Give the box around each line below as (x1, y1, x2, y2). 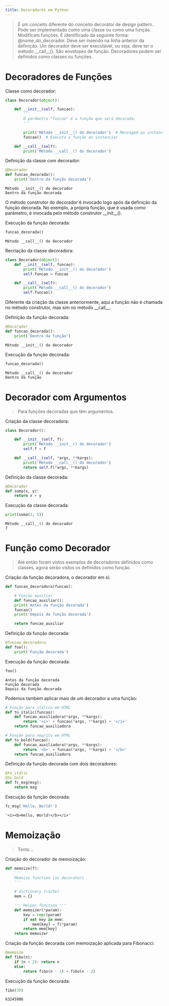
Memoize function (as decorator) (14, 875, 84, 880)
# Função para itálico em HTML (5, 705, 71, 710)
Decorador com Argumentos (5, 391, 127, 403)
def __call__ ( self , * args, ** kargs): (14, 455, 94, 461)
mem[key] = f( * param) (32, 922, 78, 927)
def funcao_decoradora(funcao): (5, 584, 73, 589)
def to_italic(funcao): (5, 710, 55, 715)
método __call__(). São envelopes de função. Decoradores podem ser (17, 48, 162, 54)
